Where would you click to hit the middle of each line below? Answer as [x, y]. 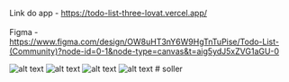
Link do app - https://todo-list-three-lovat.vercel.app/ [108, 13]
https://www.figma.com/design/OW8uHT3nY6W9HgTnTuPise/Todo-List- [144, 41]
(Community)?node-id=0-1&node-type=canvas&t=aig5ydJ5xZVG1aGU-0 [144, 51]
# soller [168, 68]
